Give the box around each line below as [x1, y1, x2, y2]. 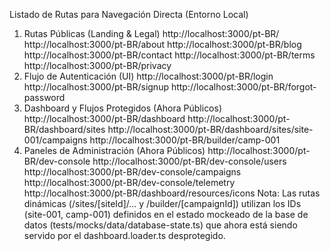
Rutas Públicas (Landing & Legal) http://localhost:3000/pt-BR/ [23, 28, 280, 39]
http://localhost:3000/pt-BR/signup [23, 81, 169, 93]
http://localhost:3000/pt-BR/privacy [23, 60, 172, 71]
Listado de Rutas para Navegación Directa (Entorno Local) [9, 9, 249, 20]
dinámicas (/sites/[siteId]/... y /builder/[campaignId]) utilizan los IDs [23, 198, 302, 209]
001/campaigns [23, 134, 88, 146]
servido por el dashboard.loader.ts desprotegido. [23, 230, 226, 241]
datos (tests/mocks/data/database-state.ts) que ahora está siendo [23, 219, 298, 231]
